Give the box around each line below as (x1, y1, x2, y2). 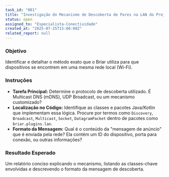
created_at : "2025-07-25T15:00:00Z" (5, 26, 82, 31)
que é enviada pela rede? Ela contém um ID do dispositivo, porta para (12, 131, 157, 137)
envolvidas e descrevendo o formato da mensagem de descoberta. (5, 166, 144, 172)
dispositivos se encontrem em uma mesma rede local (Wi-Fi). (5, 64, 133, 71)
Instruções (5, 77, 33, 84)
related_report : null (5, 31, 51, 36)
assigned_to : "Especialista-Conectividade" (5, 21, 98, 27)
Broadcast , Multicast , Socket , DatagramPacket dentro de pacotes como (12, 115, 158, 121)
